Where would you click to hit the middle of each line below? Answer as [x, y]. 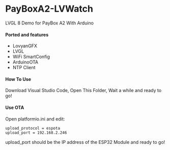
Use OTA [15, 107]
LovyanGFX [25, 46]
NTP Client [24, 68]
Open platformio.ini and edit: [35, 119]
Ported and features [27, 35]
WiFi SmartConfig [31, 57]
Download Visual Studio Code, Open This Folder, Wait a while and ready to [83, 91]
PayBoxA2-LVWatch [49, 9]
